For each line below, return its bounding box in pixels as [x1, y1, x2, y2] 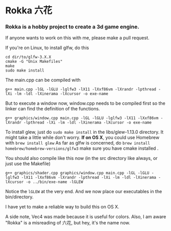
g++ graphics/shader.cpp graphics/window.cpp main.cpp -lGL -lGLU [5, 171, 150, 176]
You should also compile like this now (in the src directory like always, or [5, 155, 158, 161]
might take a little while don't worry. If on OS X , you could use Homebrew [5, 134, 160, 141]
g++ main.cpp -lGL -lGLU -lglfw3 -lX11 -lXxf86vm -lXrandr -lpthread [5, 87, 157, 92]
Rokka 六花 [5, 5, 53, 16]
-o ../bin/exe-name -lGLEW [26, 179, 83, 184]
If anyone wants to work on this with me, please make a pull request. [5, 35, 150, 41]
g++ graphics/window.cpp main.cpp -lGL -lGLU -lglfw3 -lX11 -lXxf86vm [5, 115, 159, 121]
